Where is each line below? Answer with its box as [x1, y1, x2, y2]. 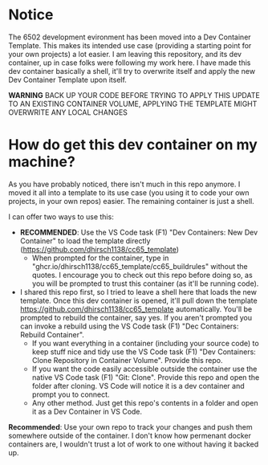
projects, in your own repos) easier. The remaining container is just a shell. [8, 196, 254, 206]
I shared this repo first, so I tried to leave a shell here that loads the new [19, 287, 257, 296]
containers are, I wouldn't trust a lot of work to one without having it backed [8, 439, 259, 449]
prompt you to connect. [31, 390, 110, 399]
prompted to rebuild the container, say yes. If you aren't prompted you [19, 312, 253, 322]
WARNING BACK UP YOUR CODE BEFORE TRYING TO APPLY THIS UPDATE [8, 90, 261, 100]
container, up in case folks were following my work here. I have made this [8, 58, 251, 67]
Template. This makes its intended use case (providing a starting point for [8, 40, 252, 50]
